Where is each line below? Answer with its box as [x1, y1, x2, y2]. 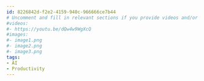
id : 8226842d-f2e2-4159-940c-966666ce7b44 [6, 9, 116, 15]
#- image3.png [6, 49, 43, 55]
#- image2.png [6, 43, 43, 49]
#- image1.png [6, 37, 43, 43]
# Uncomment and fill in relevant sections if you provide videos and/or [6, 15, 199, 21]
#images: [6, 32, 29, 38]
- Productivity [6, 65, 45, 72]
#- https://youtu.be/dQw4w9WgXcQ [6, 26, 92, 32]
